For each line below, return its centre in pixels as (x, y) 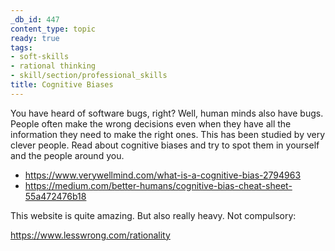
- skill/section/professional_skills (89, 76)
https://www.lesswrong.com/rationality (90, 235)
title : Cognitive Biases (62, 85)
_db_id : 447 (35, 19)
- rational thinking (53, 66)
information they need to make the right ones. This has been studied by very (168, 134)
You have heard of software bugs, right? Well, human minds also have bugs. (167, 113)
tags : (21, 47)
